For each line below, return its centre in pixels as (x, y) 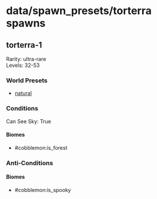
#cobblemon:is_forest (41, 147)
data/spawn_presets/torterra (79, 11)
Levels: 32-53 (23, 65)
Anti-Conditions (30, 163)
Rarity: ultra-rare (26, 59)
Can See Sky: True (29, 121)
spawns (26, 23)
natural (23, 93)
